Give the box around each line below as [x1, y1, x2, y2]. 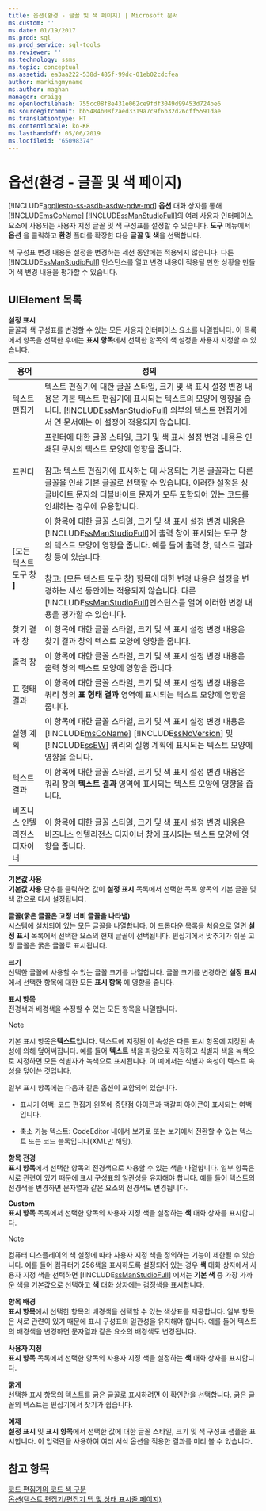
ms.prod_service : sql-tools [8, 41, 101, 49]
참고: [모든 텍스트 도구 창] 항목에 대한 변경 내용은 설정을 [44, 574, 240, 585]
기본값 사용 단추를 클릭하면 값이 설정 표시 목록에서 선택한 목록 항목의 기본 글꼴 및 [8, 884, 256, 894]
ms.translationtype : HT [8, 115, 87, 123]
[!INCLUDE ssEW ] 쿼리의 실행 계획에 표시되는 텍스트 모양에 [44, 740, 253, 751]
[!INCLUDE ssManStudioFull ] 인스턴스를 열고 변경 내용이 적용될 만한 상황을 [8, 258, 241, 267]
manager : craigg [8, 93, 62, 101]
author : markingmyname [8, 78, 83, 86]
